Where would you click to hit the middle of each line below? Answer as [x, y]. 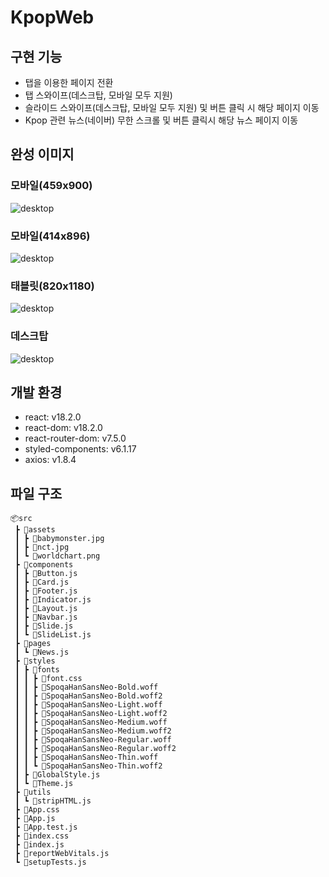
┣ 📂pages [33, 644]
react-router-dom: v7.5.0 [75, 438]
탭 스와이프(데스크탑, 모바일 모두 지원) [98, 95]
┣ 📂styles [35, 661]
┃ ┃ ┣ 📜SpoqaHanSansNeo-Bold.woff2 [88, 696]
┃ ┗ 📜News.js [42, 652]
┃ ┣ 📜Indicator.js [53, 600]
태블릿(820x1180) [52, 286]
